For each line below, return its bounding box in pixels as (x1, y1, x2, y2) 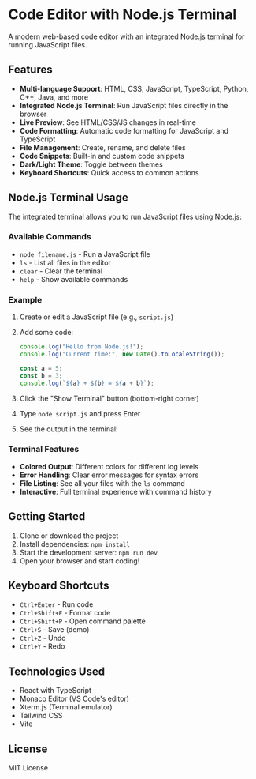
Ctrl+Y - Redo (19, 642, 65, 651)
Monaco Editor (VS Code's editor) (19, 694, 130, 704)
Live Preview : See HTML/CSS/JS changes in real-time (19, 117, 197, 127)
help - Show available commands (19, 274, 128, 284)
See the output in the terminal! (19, 424, 118, 434)
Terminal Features (8, 444, 80, 455)
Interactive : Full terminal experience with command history (19, 487, 213, 496)
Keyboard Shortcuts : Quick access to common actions (19, 167, 199, 177)
